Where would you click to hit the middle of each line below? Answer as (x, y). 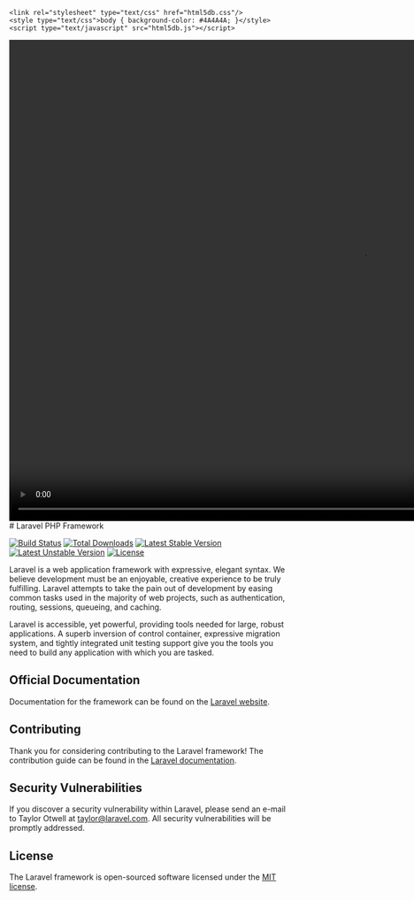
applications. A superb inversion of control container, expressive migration (145, 634)
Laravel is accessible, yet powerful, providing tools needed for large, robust (147, 624)
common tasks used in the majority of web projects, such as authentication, (147, 598)
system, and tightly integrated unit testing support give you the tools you (142, 643)
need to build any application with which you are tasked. (112, 652)
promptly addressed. (47, 828)
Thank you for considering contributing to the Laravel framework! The (136, 750)
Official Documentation (75, 680)
